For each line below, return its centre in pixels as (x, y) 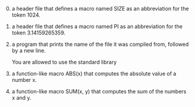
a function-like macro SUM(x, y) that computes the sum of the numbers (99, 91)
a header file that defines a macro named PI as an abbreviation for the (97, 26)
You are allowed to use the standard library (64, 62)
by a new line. (29, 51)
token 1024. (26, 15)
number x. (24, 80)
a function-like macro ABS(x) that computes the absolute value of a (94, 73)
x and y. (21, 98)
